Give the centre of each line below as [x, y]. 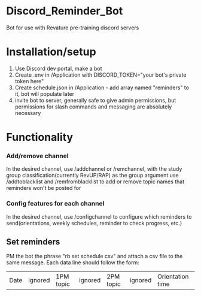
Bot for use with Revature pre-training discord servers [73, 28]
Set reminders [33, 242]
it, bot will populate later [45, 93]
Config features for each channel [55, 204]
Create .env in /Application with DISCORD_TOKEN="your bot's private [100, 75]
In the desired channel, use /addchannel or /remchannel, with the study [94, 169]
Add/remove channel [37, 156]
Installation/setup [51, 52]
